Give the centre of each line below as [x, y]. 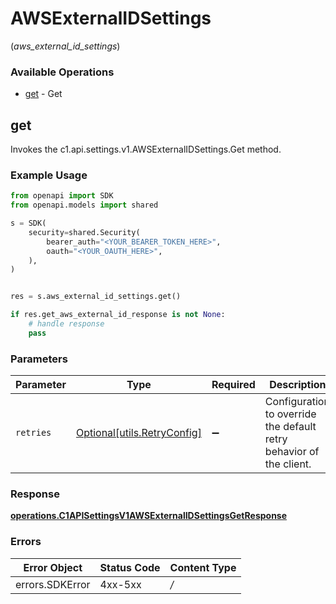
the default [290, 427]
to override [290, 414]
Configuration [297, 402]
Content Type [203, 567]
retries [33, 433]
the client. [288, 464]
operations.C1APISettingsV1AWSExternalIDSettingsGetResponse [149, 516]
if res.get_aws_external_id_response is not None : [118, 315]
